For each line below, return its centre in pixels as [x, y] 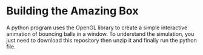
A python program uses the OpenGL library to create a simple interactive [97, 27]
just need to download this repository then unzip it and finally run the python [101, 40]
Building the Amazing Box [72, 11]
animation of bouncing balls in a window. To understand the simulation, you [100, 33]
